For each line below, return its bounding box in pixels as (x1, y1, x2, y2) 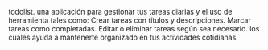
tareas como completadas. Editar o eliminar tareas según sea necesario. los (8, 24, 260, 33)
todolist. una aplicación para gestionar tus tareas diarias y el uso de (8, 7, 233, 16)
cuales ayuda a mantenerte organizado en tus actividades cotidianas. (8, 32, 239, 42)
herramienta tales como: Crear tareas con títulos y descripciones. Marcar (8, 15, 251, 25)
